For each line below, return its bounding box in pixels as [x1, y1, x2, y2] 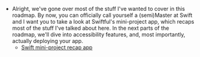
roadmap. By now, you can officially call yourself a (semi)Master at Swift [12, 12, 193, 19]
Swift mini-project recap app [21, 44, 93, 51]
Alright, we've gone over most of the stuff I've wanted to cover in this [12, 5, 185, 12]
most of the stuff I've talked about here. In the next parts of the [12, 24, 170, 32]
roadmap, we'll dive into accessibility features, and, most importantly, [12, 31, 186, 38]
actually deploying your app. [12, 38, 84, 44]
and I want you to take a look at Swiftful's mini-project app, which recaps [12, 18, 195, 25]
